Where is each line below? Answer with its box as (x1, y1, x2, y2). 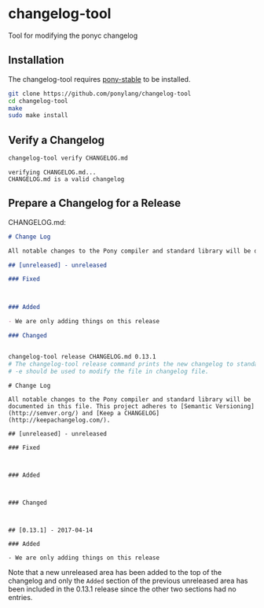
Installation (8, 53, 64, 67)
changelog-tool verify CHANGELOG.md (8, 154, 128, 162)
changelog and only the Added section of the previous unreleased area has (8, 576, 248, 585)
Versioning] (215, 402, 255, 410)
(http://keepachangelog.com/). (8, 416, 111, 424)
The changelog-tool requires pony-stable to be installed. (8, 74, 191, 83)
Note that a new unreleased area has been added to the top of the (8, 567, 222, 577)
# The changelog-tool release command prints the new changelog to (8, 359, 234, 368)
